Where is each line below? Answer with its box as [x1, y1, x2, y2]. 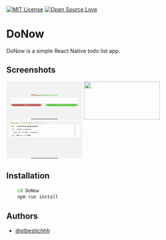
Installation [6, 171, 50, 181]
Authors [6, 211, 38, 221]
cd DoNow [17, 188, 40, 194]
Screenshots [6, 65, 56, 76]
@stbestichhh [15, 227, 50, 235]
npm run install [17, 194, 59, 200]
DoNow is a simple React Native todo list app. [6, 47, 120, 54]
